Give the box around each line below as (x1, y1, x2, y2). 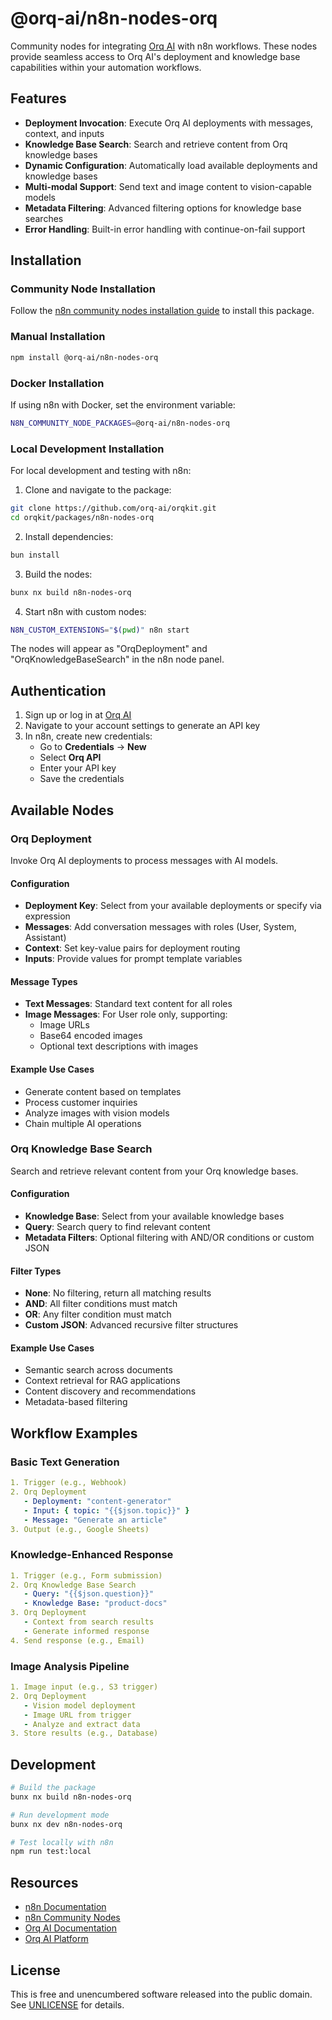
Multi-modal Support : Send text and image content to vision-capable (24, 180, 312, 192)
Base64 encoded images (39, 1030, 143, 1042)
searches (24, 212, 64, 224)
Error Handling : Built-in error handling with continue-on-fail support (24, 223, 306, 235)
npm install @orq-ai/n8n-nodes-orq (10, 352, 159, 362)
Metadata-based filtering (24, 1396, 128, 1408)
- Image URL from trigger (23, 1710, 132, 1720)
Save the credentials (39, 773, 125, 785)
